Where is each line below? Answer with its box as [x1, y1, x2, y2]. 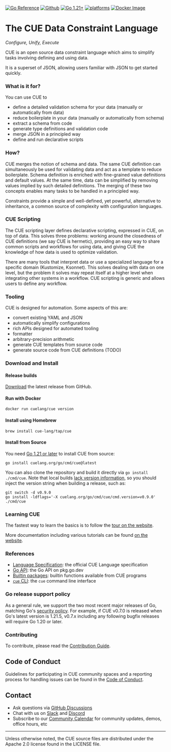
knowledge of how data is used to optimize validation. [5, 249, 119, 255]
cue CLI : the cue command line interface [12, 578, 96, 584]
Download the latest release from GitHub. [5, 384, 92, 390]
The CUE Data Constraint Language [5, 23, 158, 34]
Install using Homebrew [5, 417, 57, 423]
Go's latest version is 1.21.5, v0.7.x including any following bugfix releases [5, 613, 159, 619]
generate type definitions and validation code [12, 126, 108, 132]
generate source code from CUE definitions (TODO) [12, 347, 122, 353]
